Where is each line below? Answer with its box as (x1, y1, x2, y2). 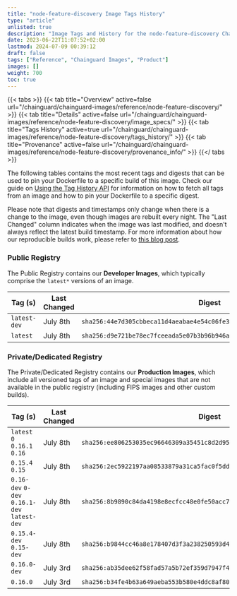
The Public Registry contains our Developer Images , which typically (7, 269, 206, 278)
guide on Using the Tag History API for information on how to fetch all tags (7, 184, 224, 193)
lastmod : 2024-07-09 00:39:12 (7, 43, 97, 50)
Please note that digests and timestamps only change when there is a (7, 205, 209, 214)
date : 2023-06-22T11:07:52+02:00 (7, 37, 106, 44)
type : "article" (7, 17, 55, 24)
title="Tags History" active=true (7, 125, 100, 134)
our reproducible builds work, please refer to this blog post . (7, 235, 180, 244)
